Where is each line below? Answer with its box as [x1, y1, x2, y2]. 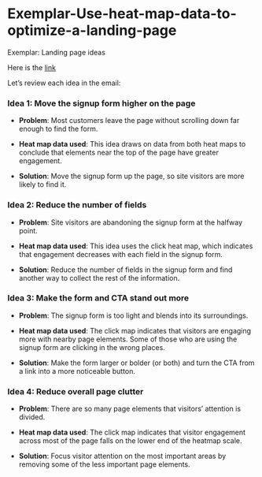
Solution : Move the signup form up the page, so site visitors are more [18, 171, 245, 181]
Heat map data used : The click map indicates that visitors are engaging [18, 326, 252, 335]
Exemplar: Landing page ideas [7, 47, 105, 57]
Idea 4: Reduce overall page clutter [7, 386, 144, 397]
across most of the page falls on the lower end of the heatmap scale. [18, 436, 242, 445]
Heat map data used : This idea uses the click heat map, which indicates [18, 241, 253, 251]
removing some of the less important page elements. [18, 460, 190, 469]
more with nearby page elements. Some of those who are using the [18, 334, 238, 344]
